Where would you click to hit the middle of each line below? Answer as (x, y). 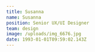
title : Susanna (25, 12)
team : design (22, 28)
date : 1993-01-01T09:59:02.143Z (46, 39)
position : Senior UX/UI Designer (48, 23)
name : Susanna (24, 17)
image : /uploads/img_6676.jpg (44, 34)
